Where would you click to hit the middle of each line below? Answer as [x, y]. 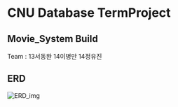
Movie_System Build [53, 39]
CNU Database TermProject [89, 13]
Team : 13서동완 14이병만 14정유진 [55, 56]
